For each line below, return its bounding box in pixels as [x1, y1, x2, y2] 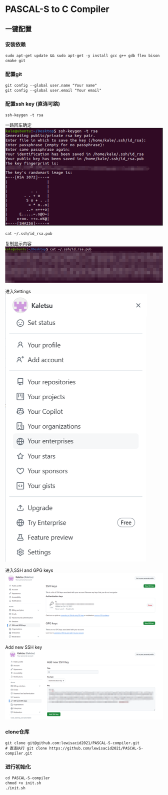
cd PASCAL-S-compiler [5, 775, 50, 781]
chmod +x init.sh [5, 780, 41, 786]
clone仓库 [5, 728, 29, 735]
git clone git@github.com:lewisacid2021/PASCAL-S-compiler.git [5, 740, 140, 746]
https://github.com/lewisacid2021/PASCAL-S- [49, 746, 143, 751]
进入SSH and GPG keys [5, 567, 53, 573]
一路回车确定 [5, 122, 31, 128]
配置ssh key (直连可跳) [5, 101, 60, 108]
